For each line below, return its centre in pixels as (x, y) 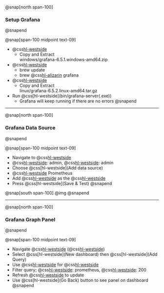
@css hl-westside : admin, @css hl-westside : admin (63, 163)
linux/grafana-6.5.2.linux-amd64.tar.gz (58, 91)
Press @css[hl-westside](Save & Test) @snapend (62, 183)
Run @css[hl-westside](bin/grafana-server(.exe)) (62, 96)
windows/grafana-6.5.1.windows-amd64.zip (63, 60)
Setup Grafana (23, 20)
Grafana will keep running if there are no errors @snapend (78, 101)
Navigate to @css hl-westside (42, 157)
